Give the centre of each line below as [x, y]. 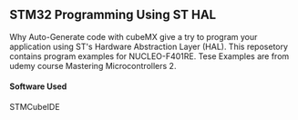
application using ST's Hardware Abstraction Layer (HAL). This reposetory [149, 46]
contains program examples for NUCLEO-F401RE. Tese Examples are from [149, 56]
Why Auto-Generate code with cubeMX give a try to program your [134, 36]
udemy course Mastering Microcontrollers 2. [93, 65]
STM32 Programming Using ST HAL [113, 15]
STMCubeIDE [35, 107]
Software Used [38, 86]
